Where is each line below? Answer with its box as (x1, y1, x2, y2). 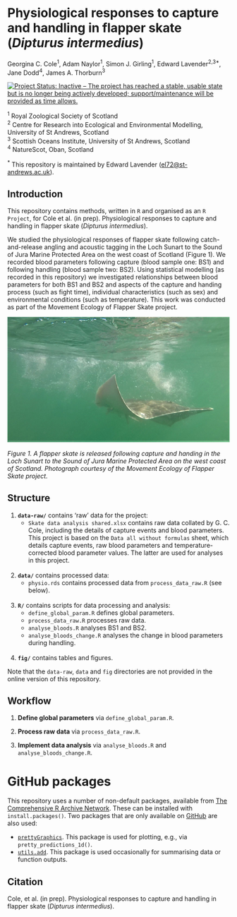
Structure (7, 492, 51, 504)
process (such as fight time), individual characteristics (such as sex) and (7, 288, 219, 296)
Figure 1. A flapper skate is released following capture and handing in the (7, 449, 221, 457)
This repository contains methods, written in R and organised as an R (7, 207, 206, 215)
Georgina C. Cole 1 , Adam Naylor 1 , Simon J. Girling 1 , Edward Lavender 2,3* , (7, 58, 221, 68)
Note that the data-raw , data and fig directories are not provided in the (7, 667, 213, 676)
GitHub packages (7, 773, 111, 789)
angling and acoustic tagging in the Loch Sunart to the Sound (44, 243, 222, 251)
